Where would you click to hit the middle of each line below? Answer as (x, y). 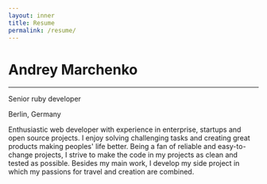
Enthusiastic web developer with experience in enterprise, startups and (125, 130)
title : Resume (32, 23)
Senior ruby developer (45, 99)
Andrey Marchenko (73, 69)
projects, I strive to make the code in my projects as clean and (136, 155)
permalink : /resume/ (43, 30)
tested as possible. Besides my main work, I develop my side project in (124, 163)
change (21, 155)
